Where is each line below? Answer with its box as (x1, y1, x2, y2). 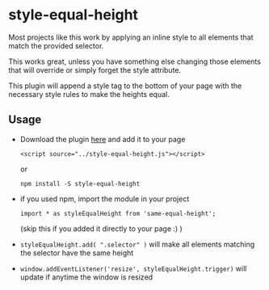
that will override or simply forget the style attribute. (8, 65, 182, 74)
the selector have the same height (19, 248, 134, 258)
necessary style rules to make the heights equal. (8, 89, 170, 99)
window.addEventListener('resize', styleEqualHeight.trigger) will (19, 263, 247, 273)
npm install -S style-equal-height (19, 179, 141, 187)
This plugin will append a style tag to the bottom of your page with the (8, 81, 242, 90)
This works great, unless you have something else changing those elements (8, 57, 261, 66)
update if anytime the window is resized (19, 272, 153, 282)
